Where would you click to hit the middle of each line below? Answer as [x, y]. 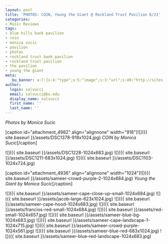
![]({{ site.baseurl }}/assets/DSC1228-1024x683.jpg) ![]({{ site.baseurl [77, 152]
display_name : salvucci [34, 99]
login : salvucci [27, 89]
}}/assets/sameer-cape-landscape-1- [111, 220]
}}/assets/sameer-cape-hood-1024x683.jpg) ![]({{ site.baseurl [70, 204]
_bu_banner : [22, 80]
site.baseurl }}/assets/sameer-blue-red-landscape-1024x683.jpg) [83, 236]
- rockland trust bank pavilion [39, 57]
